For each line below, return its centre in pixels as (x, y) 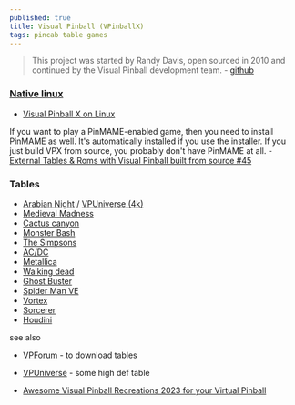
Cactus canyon (51, 223)
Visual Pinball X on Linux (69, 114)
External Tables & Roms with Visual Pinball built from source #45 (131, 160)
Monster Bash (49, 232)
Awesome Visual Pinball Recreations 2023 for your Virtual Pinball (144, 390)
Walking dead (48, 271)
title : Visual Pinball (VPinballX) (77, 26)
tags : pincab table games (58, 35)
